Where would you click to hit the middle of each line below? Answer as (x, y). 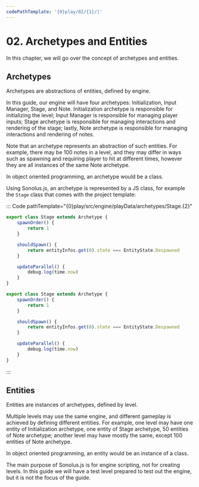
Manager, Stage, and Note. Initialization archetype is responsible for (89, 109)
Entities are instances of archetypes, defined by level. (72, 405)
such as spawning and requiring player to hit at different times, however (94, 159)
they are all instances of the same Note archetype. (68, 165)
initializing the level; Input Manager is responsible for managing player (92, 115)
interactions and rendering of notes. (50, 135)
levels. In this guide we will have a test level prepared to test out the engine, (99, 471)
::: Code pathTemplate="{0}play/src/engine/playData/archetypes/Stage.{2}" (99, 206)
